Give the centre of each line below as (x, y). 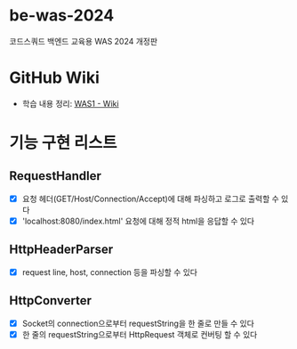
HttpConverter (50, 300)
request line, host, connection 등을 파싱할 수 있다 (110, 272)
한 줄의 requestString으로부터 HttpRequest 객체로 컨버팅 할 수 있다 (140, 334)
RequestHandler (56, 176)
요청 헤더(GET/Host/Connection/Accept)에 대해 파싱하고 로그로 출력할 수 (151, 199)
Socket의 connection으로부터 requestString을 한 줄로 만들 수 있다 (138, 323)
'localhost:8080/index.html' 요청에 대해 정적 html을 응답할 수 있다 (138, 221)
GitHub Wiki (55, 78)
